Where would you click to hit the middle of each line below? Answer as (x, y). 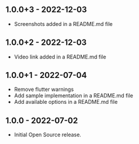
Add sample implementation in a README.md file (74, 96)
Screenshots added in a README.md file (63, 24)
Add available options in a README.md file (66, 102)
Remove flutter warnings (44, 89)
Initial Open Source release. (48, 135)
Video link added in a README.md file (60, 57)
